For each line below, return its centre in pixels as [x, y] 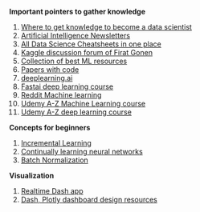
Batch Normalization [55, 160]
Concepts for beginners [50, 128]
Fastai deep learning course [67, 86]
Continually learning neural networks [82, 152]
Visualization [32, 176]
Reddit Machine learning [61, 95]
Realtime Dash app [52, 191]
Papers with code [50, 70]
